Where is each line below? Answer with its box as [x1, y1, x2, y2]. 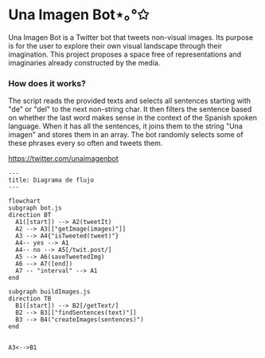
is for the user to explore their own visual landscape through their [8, 41, 223, 50]
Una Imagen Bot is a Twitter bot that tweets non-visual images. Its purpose [8, 32, 253, 42]
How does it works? [8, 77, 86, 89]
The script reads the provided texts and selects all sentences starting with [8, 96, 251, 106]
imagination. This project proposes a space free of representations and [8, 49, 242, 59]
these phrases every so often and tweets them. [8, 139, 163, 148]
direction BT [8, 211, 52, 219]
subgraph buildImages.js [8, 288, 91, 296]
